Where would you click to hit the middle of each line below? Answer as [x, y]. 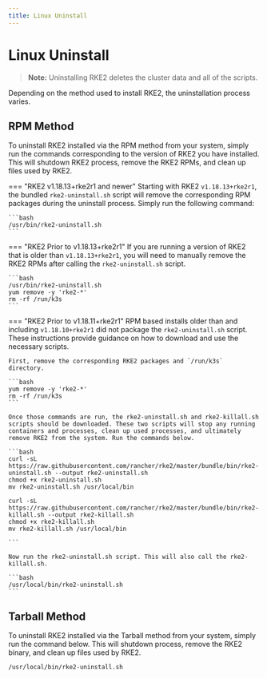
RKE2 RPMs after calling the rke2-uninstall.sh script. [97, 264]
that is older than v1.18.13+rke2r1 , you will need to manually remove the [127, 256]
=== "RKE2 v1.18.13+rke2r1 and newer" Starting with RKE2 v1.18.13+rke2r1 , [133, 186]
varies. [20, 101]
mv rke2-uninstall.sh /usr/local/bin [71, 487]
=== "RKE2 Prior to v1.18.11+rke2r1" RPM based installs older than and [123, 321]
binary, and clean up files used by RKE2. [75, 652]
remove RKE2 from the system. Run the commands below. [102, 438]
